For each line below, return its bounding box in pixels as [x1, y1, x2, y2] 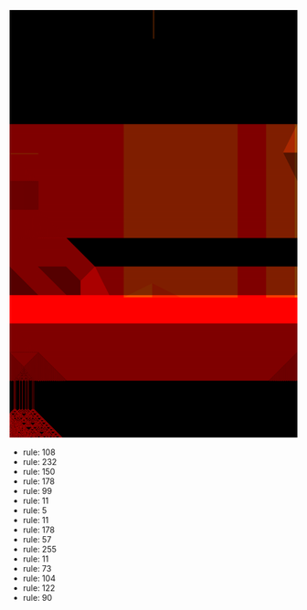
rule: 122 [22, 583, 56, 594]
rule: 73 [22, 563, 52, 574]
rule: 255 [22, 544, 58, 555]
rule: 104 [22, 573, 57, 584]
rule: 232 [22, 457, 58, 468]
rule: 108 [22, 447, 57, 457]
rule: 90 [22, 593, 53, 604]
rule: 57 [22, 534, 52, 545]
